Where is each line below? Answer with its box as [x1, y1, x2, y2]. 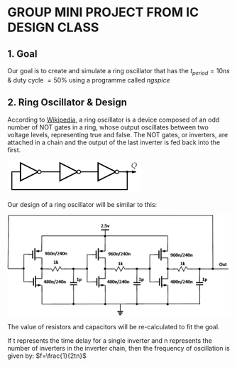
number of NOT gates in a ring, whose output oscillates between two [7, 122, 209, 132]
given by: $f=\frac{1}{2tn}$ [7, 351, 87, 360]
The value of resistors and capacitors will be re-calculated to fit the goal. [7, 323, 220, 331]
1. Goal [7, 48, 38, 60]
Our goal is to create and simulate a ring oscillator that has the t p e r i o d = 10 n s [7, 67, 231, 77]
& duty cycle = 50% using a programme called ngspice [7, 75, 170, 84]
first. [7, 145, 21, 154]
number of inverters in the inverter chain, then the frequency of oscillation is [7, 344, 231, 352]
